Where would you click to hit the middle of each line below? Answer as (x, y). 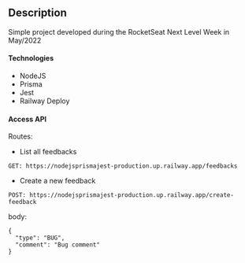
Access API (28, 119)
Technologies (31, 58)
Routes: (20, 136)
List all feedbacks (48, 152)
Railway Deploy (45, 101)
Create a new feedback (58, 181)
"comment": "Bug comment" (58, 245)
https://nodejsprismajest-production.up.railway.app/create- (132, 195)
